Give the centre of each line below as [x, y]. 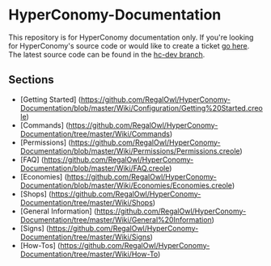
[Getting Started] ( [51, 99]
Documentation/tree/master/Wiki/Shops [87, 202]
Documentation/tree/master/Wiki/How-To [89, 254]
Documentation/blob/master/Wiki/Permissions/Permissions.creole [130, 150]
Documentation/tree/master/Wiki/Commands [95, 133]
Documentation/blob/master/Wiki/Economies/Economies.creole [126, 185]
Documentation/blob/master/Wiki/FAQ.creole [95, 168]
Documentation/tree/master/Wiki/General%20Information [116, 219]
